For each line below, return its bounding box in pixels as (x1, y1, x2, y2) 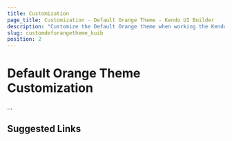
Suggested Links (7, 123, 81, 135)
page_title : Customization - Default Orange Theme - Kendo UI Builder (7, 17, 215, 23)
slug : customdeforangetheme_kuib (7, 29, 104, 37)
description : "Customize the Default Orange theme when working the (7, 23, 209, 30)
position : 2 (7, 36, 41, 43)
